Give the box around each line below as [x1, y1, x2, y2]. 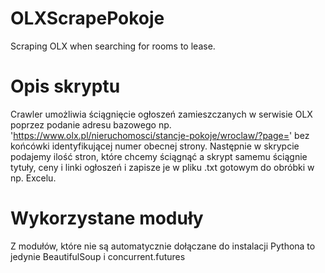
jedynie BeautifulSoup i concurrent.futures [10, 250, 186, 262]
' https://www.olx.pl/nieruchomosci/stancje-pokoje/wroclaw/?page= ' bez [10, 129, 310, 141]
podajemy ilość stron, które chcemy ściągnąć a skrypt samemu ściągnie [10, 150, 308, 162]
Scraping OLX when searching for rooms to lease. [10, 40, 216, 52]
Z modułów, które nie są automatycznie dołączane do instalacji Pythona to [10, 240, 316, 252]
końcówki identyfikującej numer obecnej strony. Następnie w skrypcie [10, 140, 300, 152]
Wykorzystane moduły [10, 207, 204, 230]
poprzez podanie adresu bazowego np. [10, 118, 172, 131]
